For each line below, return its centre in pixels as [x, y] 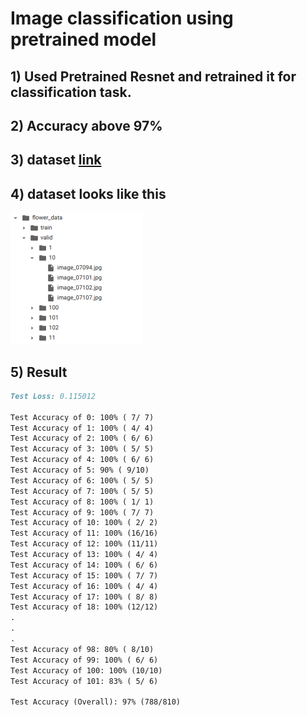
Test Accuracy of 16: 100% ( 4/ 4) [84, 586]
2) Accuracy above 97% [86, 125]
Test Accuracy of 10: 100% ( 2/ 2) [84, 523]
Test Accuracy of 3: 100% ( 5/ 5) [82, 449]
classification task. [71, 92]
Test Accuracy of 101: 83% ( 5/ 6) [84, 681]
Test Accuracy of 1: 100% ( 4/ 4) [82, 428]
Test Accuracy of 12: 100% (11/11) [84, 544]
